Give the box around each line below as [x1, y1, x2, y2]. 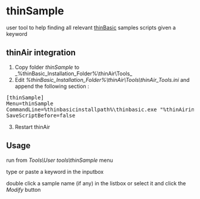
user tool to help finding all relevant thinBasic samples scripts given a [6, 24, 176, 31]
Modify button [6, 186, 41, 193]
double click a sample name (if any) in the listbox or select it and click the [6, 179, 186, 186]
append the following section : [14, 82, 89, 90]
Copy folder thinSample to [14, 63, 80, 71]
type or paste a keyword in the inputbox [6, 168, 104, 175]
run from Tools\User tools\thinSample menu [6, 157, 113, 164]
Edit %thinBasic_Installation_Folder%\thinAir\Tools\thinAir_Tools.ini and [14, 76, 190, 83]
